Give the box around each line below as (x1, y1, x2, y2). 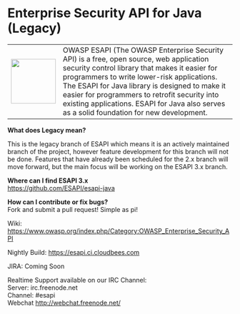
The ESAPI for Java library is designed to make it (63, 81, 226, 91)
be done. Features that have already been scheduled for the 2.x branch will (7, 155, 229, 163)
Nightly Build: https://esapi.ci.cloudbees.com (7, 248, 140, 256)
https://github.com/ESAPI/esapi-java (7, 183, 116, 192)
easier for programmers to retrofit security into (63, 89, 219, 99)
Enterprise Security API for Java (7, 5, 202, 21)
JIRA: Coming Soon (7, 262, 65, 270)
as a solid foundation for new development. (63, 107, 208, 117)
